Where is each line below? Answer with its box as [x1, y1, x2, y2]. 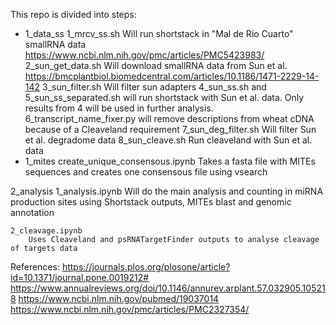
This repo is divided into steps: [10, 9, 137, 20]
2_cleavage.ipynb [10, 226, 83, 236]
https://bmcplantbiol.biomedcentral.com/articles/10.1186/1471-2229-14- [24, 70, 320, 82]
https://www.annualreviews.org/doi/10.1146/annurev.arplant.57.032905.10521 [10, 282, 326, 294]
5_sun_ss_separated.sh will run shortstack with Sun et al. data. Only [24, 92, 305, 103]
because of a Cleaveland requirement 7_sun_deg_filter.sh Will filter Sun [24, 124, 317, 135]
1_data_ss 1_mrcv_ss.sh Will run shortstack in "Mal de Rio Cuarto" [24, 28, 294, 39]
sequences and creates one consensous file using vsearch [24, 166, 268, 178]
